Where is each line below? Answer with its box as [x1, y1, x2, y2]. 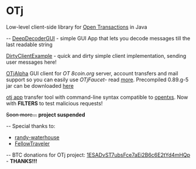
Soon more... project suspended [6, 111, 85, 118]
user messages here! [6, 58, 57, 65]
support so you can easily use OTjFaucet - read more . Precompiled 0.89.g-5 [6, 76, 189, 83]
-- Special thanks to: [6, 122, 56, 129]
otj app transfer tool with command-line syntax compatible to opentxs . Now [6, 94, 188, 101]
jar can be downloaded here [6, 82, 74, 89]
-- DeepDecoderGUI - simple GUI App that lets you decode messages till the [6, 35, 191, 42]
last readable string [6, 41, 53, 48]
